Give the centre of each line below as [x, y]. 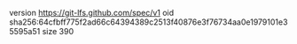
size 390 [58, 31]
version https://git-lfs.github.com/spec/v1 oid [92, 13]
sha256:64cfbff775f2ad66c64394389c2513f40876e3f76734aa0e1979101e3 [148, 22]
